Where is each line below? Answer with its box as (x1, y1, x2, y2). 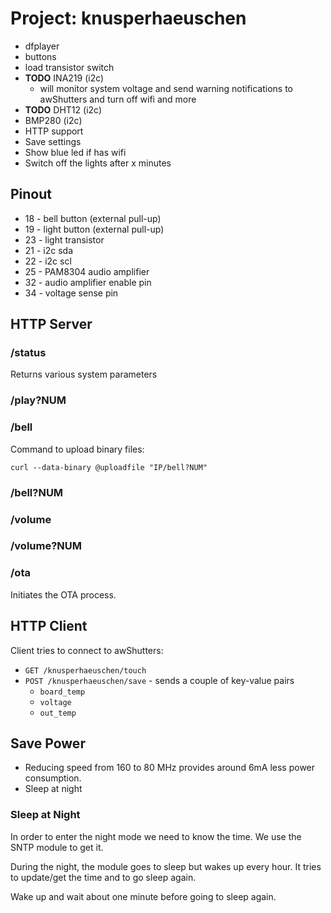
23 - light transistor (24, 233, 105, 246)
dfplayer (24, 40, 60, 52)
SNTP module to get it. (10, 841, 104, 853)
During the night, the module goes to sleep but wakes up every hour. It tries (10, 860, 322, 872)
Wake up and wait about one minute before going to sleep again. (10, 890, 277, 902)
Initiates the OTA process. (10, 588, 117, 601)
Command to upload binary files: (10, 443, 145, 455)
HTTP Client (10, 618, 88, 635)
